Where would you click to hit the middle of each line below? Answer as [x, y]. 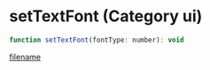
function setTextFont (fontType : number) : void [97, 40]
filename [25, 57]
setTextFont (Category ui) [106, 16]
